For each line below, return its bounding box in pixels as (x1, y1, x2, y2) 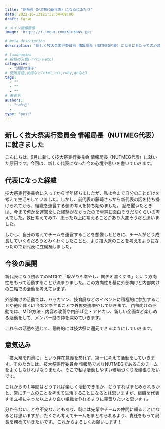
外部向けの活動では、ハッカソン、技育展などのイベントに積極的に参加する (5, 296, 156, 302)
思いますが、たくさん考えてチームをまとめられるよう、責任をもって (18, 413, 155, 419)
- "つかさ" (9, 102, 29, 107)
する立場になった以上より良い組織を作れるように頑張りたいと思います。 (5, 396, 151, 402)
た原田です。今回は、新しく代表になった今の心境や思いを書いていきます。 (5, 160, 155, 166)
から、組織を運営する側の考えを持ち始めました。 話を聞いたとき (22, 202, 153, 208)
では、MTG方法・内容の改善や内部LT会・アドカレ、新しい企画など (9, 308, 145, 314)
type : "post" (5, 112, 32, 117)
